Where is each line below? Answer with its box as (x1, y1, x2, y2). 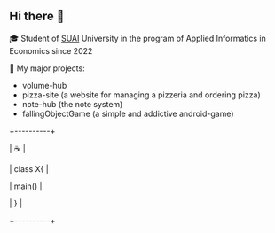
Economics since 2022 (9, 45, 93, 56)
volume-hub (21, 80, 67, 90)
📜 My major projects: (9, 63, 86, 74)
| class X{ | (9, 163, 49, 174)
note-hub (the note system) (21, 98, 123, 109)
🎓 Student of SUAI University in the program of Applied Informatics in (9, 33, 266, 43)
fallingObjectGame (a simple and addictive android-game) (21, 108, 234, 119)
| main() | (9, 181, 43, 191)
